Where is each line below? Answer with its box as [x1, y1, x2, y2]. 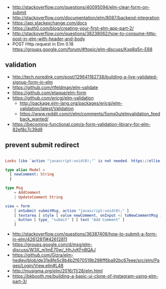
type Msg [5, 185, 23, 190]
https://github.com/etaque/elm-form [12, 89, 86, 96]
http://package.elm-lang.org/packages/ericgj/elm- [19, 100, 123, 106]
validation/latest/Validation [19, 105, 74, 111]
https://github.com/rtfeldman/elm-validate [12, 84, 98, 90]
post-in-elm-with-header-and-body [12, 36, 85, 42]
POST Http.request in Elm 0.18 [12, 41, 74, 47]
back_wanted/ [19, 116, 49, 122]
